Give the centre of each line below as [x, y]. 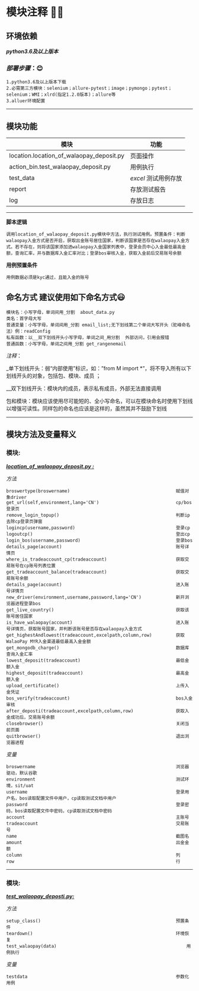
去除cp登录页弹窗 [24, 521]
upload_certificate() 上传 [95, 685]
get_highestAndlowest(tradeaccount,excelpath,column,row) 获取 [95, 635]
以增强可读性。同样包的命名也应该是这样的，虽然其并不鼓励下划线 [86, 408]
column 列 [93, 855]
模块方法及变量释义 [41, 435]
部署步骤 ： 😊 [25, 68]
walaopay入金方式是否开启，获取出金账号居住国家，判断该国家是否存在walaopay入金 [96, 241]
